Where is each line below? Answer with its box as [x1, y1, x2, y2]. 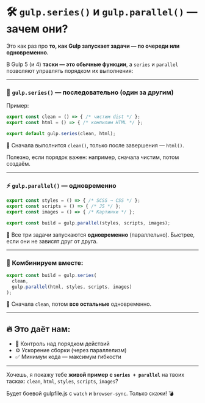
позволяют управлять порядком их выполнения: [6, 67, 134, 74]
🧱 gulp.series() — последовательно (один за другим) [6, 88, 174, 97]
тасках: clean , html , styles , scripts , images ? [6, 377, 119, 385]
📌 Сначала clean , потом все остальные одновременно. [6, 300, 152, 308]
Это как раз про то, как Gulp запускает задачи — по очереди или [6, 42, 180, 50]
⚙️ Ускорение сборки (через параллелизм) [15, 347, 127, 354]
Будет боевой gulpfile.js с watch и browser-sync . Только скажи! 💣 [6, 390, 174, 397]
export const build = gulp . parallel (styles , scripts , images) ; [6, 220, 171, 226]
